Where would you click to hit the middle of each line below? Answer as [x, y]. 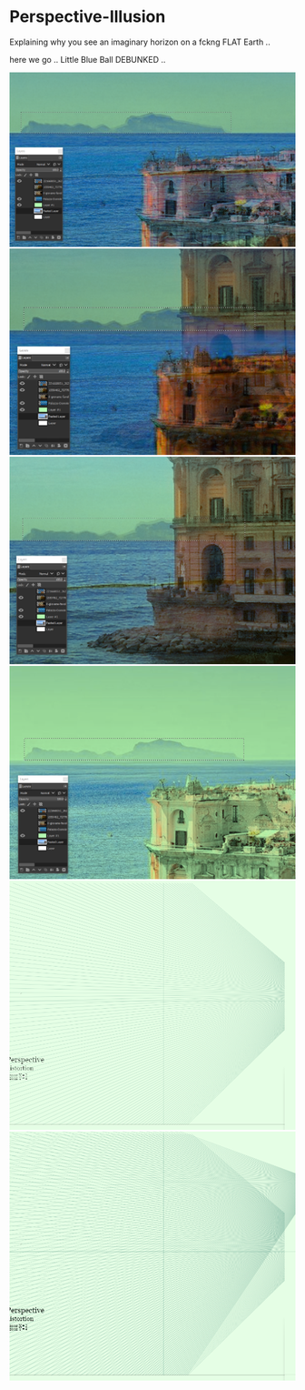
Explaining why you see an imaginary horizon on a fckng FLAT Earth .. [140, 42]
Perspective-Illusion [88, 17]
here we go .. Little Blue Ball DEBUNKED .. [88, 59]
